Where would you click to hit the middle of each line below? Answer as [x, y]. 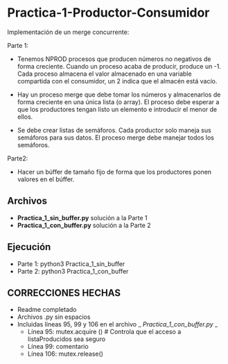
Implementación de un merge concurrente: [68, 32]
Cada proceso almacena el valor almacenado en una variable [104, 74]
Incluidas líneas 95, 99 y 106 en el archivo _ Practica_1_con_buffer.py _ [117, 324]
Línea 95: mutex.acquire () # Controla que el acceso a [104, 332]
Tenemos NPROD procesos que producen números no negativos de [114, 59]
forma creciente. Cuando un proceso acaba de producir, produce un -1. [119, 66]
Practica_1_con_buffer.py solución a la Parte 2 [84, 225]
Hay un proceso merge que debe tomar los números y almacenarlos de [119, 94]
